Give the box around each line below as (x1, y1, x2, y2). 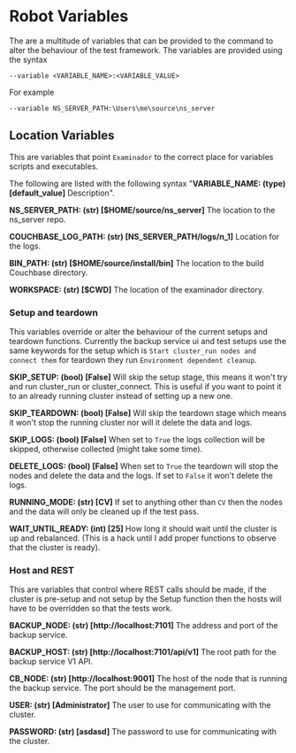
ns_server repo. (9, 214, 66, 225)
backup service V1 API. (9, 657, 94, 667)
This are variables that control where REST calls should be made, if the (9, 584, 267, 595)
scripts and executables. (9, 161, 99, 172)
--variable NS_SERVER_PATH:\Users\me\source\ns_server (9, 104, 216, 112)
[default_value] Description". (9, 188, 115, 198)
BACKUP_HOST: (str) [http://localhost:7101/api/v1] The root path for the (9, 647, 277, 657)
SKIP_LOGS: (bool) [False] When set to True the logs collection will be (9, 434, 265, 445)
